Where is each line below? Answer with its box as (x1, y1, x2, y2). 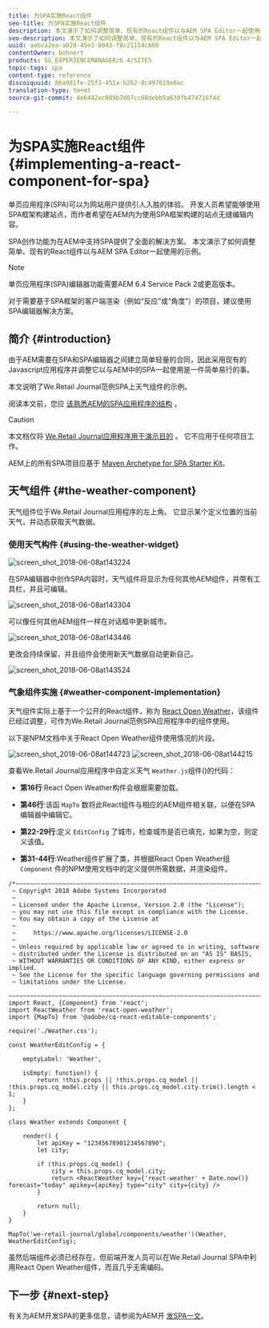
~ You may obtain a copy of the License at (11, 915, 159, 924)
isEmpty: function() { (22, 1069, 98, 1077)
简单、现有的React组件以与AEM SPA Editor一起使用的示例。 (8, 247, 206, 256)
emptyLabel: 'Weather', (22, 1055, 102, 1064)
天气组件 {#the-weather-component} (8, 484, 197, 497)
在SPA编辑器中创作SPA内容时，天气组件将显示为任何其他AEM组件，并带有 (8, 574, 254, 584)
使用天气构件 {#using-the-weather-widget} (8, 538, 180, 549)
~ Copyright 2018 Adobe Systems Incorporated (11, 887, 167, 895)
